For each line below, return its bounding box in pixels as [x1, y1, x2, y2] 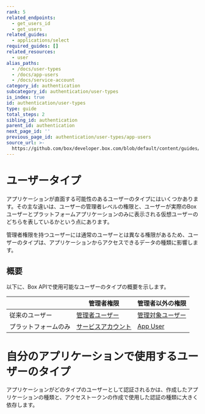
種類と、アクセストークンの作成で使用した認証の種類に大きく [43, 394, 198, 401]
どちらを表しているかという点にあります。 [6, 218, 113, 225]
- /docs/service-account [12, 77, 75, 83]
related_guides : [6, 32, 48, 38]
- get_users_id [12, 20, 51, 26]
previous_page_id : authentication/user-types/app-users [6, 134, 151, 141]
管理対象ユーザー [137, 311, 187, 320]
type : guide [6, 105, 37, 112]
